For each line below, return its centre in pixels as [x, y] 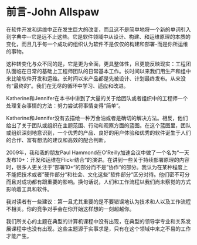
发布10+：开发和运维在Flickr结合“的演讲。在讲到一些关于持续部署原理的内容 [98, 159]
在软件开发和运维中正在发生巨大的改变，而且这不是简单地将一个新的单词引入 [98, 29]
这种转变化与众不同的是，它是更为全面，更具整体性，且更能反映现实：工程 [96, 64]
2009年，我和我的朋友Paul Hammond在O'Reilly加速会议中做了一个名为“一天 [98, 152]
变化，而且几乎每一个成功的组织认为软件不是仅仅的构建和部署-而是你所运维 [97, 44]
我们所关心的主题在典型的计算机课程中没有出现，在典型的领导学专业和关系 [96, 221]
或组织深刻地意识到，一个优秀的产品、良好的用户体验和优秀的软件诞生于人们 [98, 132]
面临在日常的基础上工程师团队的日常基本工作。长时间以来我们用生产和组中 [101, 71]
